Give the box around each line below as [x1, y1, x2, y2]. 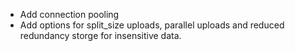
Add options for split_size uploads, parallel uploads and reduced [19, 19, 285, 31]
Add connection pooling [19, 9, 120, 20]
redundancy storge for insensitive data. [19, 30, 182, 41]
